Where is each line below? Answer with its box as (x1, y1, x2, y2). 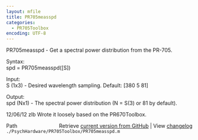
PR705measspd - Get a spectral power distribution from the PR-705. (6, 46, 173, 54)
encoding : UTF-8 (6, 31, 46, 36)
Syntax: (6, 58, 25, 65)
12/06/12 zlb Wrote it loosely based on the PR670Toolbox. (6, 111, 147, 118)
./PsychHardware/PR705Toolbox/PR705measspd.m (6, 129, 120, 135)
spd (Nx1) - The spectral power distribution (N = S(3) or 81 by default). (6, 99, 177, 106)
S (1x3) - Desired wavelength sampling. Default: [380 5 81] (6, 82, 149, 89)
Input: (6, 76, 21, 83)
